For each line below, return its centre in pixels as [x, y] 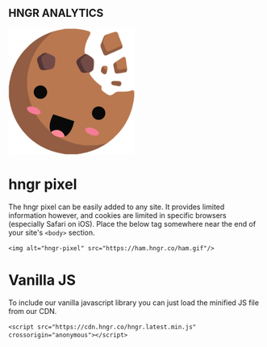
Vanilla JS [42, 280]
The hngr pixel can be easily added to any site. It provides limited [117, 207]
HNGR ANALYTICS [56, 13]
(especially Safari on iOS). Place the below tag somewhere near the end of [132, 224]
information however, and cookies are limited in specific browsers [118, 215]
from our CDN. [33, 311]
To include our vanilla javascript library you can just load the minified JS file [134, 303]
